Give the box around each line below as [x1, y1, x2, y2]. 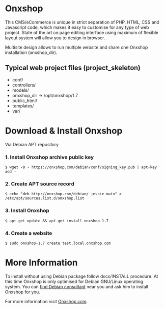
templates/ [12, 103, 34, 108]
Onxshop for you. [5, 289, 40, 295]
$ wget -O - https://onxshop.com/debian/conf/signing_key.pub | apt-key [5, 165, 157, 170]
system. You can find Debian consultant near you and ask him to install [5, 283, 148, 289]
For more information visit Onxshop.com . [5, 298, 88, 304]
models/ [12, 87, 29, 93]
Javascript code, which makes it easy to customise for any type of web [5, 24, 149, 30]
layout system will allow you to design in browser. [5, 35, 106, 41]
